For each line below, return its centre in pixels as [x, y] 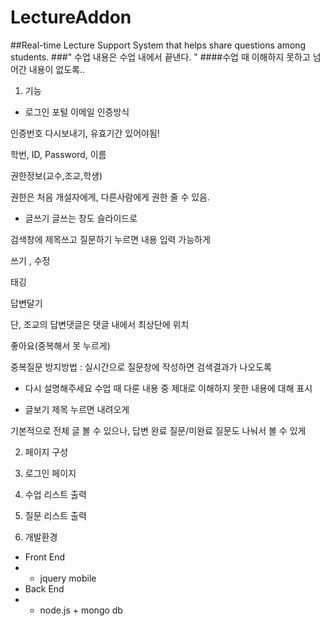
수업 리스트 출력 [55, 494]
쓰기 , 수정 [30, 260]
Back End [44, 588]
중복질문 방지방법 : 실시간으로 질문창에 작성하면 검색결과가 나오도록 [141, 367]
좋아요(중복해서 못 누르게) [60, 345]
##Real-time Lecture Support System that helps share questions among [158, 45]
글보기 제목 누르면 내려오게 [77, 409]
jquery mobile [68, 578]
